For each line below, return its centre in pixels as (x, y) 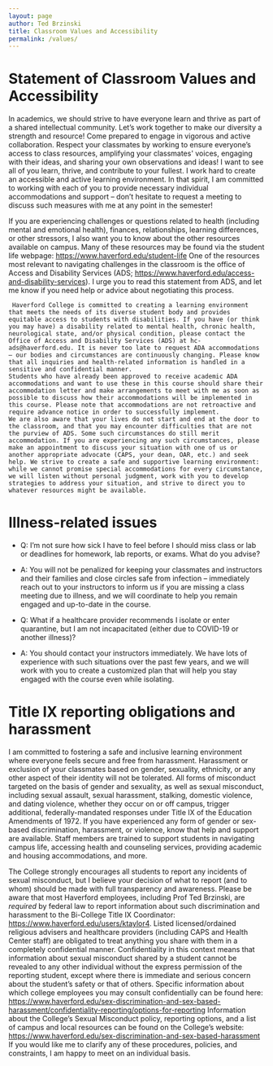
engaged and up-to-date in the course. (86, 604)
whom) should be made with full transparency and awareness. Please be (130, 889)
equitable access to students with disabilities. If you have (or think (134, 320)
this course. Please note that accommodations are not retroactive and (132, 405)
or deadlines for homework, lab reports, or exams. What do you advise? (140, 554)
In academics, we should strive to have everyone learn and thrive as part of (135, 119)
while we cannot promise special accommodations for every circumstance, (136, 469)
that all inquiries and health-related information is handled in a (127, 362)
